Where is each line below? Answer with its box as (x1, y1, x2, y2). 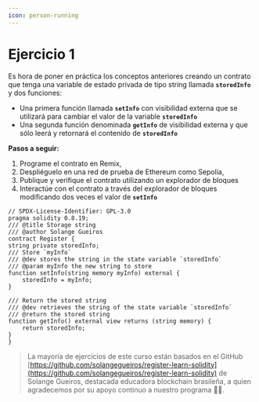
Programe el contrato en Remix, (19, 159, 122, 168)
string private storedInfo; (8, 241, 100, 250)
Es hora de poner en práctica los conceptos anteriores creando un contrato (8, 71, 251, 81)
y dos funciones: (8, 88, 63, 97)
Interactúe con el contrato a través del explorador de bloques (19, 184, 218, 193)
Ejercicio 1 (8, 45, 75, 63)
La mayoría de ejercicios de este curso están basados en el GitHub (27, 351, 243, 361)
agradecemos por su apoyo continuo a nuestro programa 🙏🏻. (27, 385, 225, 394)
